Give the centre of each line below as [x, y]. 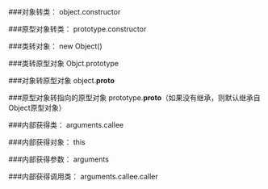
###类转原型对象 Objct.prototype [64, 63]
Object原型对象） [37, 108]
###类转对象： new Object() [55, 46]
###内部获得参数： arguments [59, 159]
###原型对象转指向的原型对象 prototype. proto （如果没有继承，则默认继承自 [134, 98]
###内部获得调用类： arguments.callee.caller [84, 176]
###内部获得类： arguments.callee [66, 125]
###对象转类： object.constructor [65, 12]
